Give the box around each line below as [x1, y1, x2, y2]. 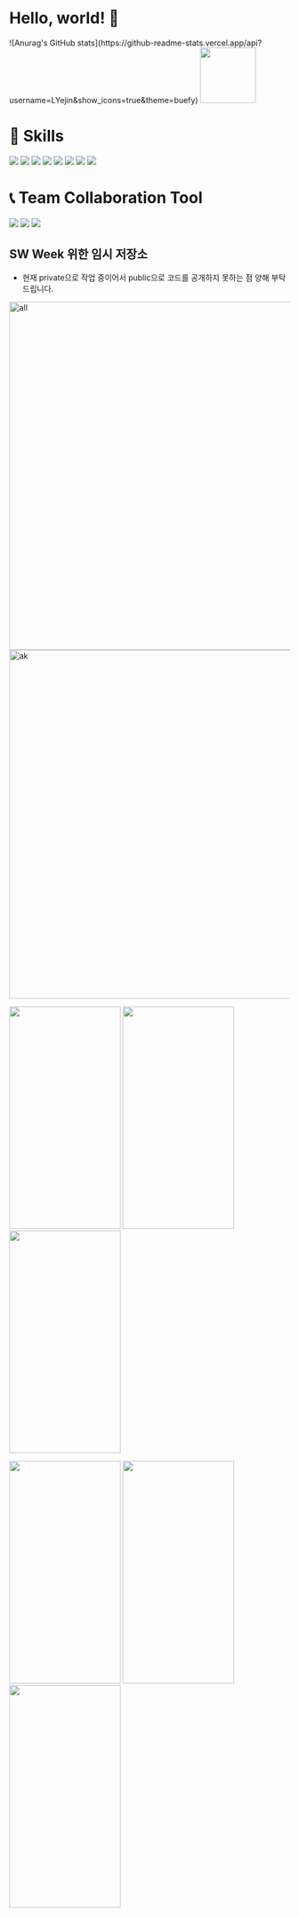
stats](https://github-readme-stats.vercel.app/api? [77, 37, 263, 48]
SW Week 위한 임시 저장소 [9, 247, 149, 262]
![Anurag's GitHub [9, 37, 76, 48]
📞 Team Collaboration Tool [9, 188, 203, 208]
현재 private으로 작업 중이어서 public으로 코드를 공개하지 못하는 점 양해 [21, 271, 270, 283]
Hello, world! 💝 [9, 8, 120, 28]
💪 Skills [9, 126, 65, 146]
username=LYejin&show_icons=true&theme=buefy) [9, 94, 198, 105]
